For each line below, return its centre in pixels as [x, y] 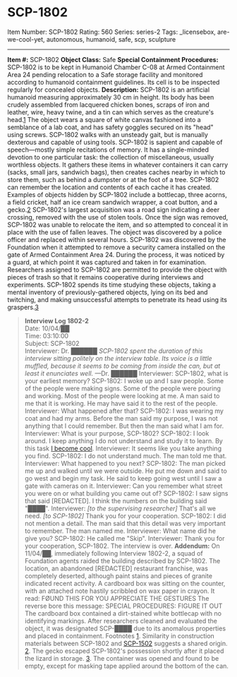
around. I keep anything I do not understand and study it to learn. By [124, 441]
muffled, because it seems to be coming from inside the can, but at [122, 366]
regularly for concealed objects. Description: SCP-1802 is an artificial [109, 90]
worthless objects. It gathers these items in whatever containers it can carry [118, 164]
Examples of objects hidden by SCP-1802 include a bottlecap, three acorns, [117, 194]
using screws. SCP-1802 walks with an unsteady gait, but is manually [108, 134]
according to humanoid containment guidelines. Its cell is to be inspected [114, 82]
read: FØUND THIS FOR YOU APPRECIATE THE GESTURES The [117, 598]
